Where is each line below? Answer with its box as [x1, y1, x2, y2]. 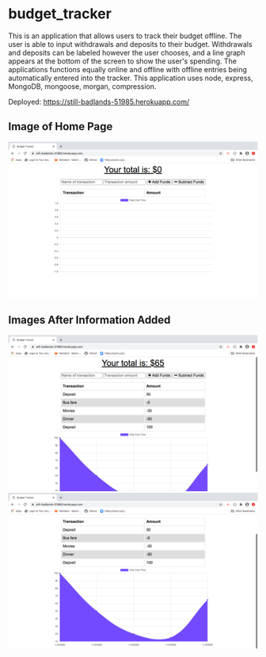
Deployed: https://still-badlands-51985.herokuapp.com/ [8, 97, 190, 106]
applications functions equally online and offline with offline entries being [8, 64, 248, 74]
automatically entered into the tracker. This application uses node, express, [8, 73, 253, 83]
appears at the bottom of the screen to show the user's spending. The [8, 56, 237, 66]
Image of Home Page [8, 120, 113, 133]
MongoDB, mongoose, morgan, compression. [8, 81, 157, 91]
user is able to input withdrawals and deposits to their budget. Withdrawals [8, 39, 253, 48]
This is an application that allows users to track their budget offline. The [8, 31, 242, 40]
